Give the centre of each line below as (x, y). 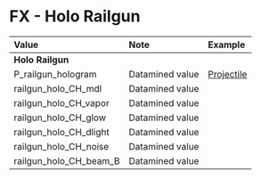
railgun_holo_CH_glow (60, 118)
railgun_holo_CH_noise (61, 146)
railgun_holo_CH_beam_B (67, 160)
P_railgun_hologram (55, 74)
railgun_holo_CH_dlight (61, 132)
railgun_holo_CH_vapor (61, 102)
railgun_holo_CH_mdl (58, 88)
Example (227, 45)
